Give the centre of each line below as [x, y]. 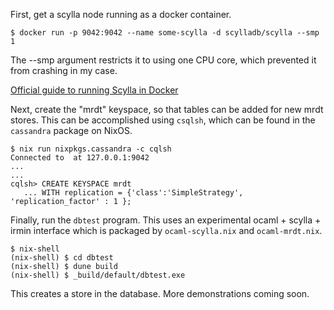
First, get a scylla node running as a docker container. [121, 14]
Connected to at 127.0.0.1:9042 [80, 158]
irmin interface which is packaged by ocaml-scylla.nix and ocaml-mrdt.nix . [166, 230]
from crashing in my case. [64, 70]
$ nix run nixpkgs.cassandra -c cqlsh [91, 149]
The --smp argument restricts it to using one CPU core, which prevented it [163, 60]
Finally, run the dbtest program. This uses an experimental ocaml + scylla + [166, 220]
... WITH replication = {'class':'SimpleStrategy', [133, 193]
